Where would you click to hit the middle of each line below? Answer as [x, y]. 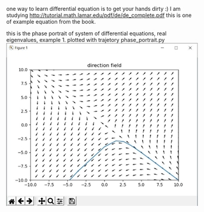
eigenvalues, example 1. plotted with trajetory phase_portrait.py [86, 40]
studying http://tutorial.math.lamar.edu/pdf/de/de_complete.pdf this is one [99, 15]
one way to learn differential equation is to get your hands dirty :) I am [93, 9]
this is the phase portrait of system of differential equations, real [87, 33]
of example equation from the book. [51, 22]
